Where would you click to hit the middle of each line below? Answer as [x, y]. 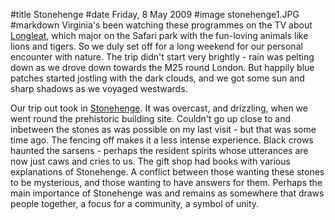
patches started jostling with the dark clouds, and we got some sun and [157, 78]
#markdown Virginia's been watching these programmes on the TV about [161, 25]
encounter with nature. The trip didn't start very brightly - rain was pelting [162, 57]
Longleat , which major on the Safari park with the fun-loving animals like [159, 35]
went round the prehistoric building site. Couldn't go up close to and [151, 118]
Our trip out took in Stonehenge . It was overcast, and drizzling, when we [159, 108]
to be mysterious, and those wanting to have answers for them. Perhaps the [166, 182]
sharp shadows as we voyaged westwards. [99, 88]
